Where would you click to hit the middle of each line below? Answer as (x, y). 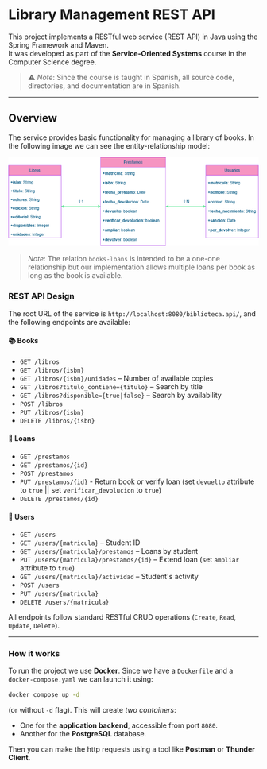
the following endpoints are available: (70, 322)
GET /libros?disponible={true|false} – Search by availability (121, 395)
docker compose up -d (44, 695)
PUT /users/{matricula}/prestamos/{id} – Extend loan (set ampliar (130, 560)
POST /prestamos (46, 473)
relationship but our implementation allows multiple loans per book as (141, 267)
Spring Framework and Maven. (59, 44)
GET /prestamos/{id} (54, 465)
